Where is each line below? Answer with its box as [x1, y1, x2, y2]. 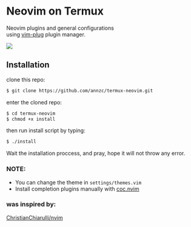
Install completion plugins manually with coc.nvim [15, 185, 139, 192]
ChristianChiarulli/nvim [6, 214, 63, 221]
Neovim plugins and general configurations [6, 24, 114, 32]
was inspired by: [6, 200, 56, 209]
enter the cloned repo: [6, 98, 62, 106]
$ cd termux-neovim [6, 110, 56, 117]
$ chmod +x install [6, 116, 56, 122]
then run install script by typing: [6, 127, 86, 134]
